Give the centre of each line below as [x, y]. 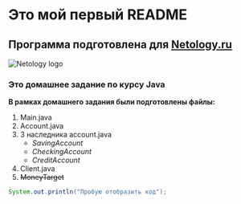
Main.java [36, 117]
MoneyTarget [42, 177]
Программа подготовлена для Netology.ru [120, 45]
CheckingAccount [62, 152]
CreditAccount [56, 160]
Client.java [37, 169]
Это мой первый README [98, 15]
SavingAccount [57, 143]
